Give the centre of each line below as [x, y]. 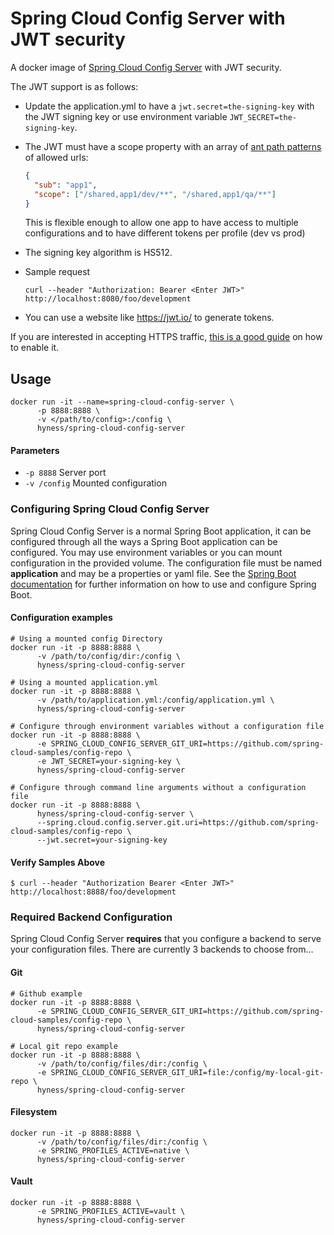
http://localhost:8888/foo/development [93, 892]
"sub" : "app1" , [66, 185]
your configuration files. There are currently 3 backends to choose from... [162, 949]
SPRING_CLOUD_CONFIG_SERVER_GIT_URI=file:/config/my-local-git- [187, 1072]
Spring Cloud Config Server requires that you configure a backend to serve [166, 939]
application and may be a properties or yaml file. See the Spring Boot [153, 573]
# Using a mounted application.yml [84, 682]
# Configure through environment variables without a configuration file [167, 726]
